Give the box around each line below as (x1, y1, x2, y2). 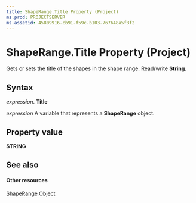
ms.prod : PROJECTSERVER (6, 14, 66, 20)
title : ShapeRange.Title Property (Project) (6, 8, 119, 15)
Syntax (6, 82, 33, 92)
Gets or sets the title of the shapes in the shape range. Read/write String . (6, 65, 187, 72)
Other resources (6, 176, 48, 183)
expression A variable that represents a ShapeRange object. (6, 110, 155, 117)
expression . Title (6, 98, 48, 105)
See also (6, 160, 39, 170)
